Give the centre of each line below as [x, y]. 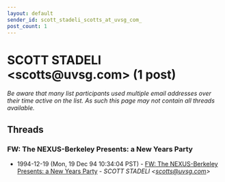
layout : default [30, 13]
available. [21, 108]
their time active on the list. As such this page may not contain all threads [111, 101]
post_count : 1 [27, 26]
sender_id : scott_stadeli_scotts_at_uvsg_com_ [75, 20]
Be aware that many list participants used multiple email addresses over [109, 94]
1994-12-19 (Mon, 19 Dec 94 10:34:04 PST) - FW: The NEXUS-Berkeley [117, 164]
